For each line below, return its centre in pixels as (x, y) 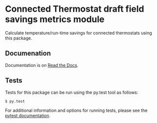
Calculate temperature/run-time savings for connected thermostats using (78, 33)
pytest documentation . (28, 115)
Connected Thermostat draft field (75, 9)
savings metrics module (55, 19)
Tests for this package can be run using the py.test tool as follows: (72, 92)
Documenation (28, 53)
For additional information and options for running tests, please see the (76, 110)
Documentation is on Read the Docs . (42, 65)
